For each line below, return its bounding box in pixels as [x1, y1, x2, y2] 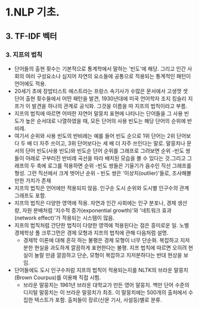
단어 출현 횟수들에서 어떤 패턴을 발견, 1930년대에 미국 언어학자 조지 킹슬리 [14, 95, 187, 102]
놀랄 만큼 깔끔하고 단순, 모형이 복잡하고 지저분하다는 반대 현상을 [34, 251, 182, 258]
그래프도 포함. [14, 191, 47, 199]
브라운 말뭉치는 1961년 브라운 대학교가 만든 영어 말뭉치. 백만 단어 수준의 [23, 281, 190, 288]
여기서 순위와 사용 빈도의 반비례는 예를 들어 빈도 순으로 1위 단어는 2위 [14, 132, 175, 139]
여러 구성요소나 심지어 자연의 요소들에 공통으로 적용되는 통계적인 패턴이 [25, 72, 191, 79]
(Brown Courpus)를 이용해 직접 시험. [14, 274, 101, 281]
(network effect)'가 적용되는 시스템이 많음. [14, 214, 114, 221]
